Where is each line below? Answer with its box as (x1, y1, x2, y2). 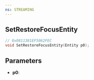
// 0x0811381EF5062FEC (5, 38, 52, 43)
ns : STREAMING (5, 7, 35, 12)
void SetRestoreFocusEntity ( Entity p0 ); (5, 43, 90, 48)
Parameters (5, 56, 42, 65)
